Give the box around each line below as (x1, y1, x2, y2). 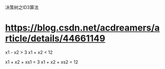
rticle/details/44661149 (5, 33, 105, 44)
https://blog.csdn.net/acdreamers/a (5, 22, 160, 33)
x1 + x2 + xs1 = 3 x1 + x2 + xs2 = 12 (5, 59, 78, 65)
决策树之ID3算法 (5, 4, 39, 10)
